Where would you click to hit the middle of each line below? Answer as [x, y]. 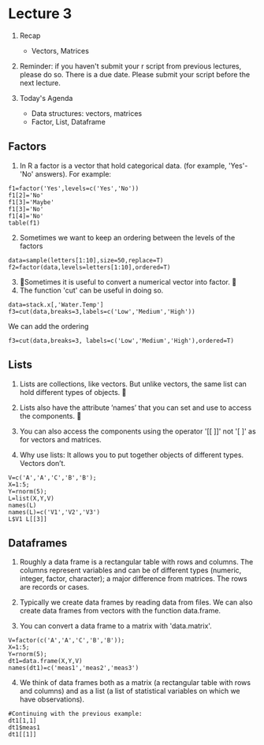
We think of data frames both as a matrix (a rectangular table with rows [135, 683]
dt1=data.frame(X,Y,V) [45, 661]
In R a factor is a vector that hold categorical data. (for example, [123, 166]
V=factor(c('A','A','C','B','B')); [67, 641]
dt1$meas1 [24, 728]
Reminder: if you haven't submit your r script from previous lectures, [130, 66]
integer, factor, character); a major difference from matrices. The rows [133, 579]
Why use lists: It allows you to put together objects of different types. [132, 455]
